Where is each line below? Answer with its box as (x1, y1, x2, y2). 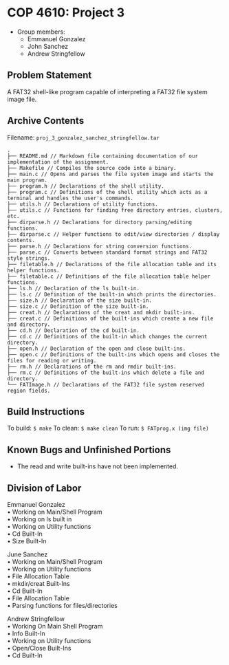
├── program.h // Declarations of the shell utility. (7, 182, 165, 190)
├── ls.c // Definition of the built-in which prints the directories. (7, 291, 217, 298)
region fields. (7, 387, 51, 394)
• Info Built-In (7, 629, 46, 637)
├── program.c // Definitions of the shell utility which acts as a (7, 188, 208, 195)
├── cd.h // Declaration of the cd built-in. (7, 327, 140, 334)
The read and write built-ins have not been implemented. (17, 462, 179, 470)
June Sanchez (7, 550, 48, 558)
